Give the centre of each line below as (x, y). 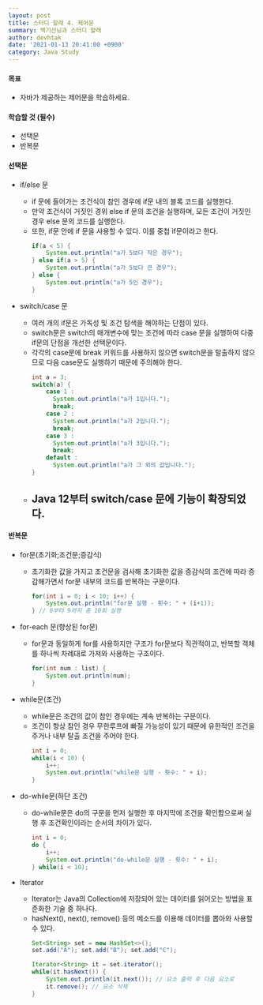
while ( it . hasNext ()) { (69, 972)
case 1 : (60, 392)
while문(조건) (40, 699)
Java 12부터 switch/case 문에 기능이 (118, 499)
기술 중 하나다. (75, 908)
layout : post (30, 15)
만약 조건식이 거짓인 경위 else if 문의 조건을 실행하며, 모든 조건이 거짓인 (141, 211)
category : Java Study (44, 52)
